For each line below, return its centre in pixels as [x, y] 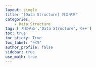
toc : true [16, 33]
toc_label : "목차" [23, 43]
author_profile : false [29, 47]
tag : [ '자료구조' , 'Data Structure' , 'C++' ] [49, 29]
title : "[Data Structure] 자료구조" [42, 15]
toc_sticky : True [23, 38]
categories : [18, 19]
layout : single [21, 10]
